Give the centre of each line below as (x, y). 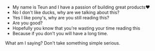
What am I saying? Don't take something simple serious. (63, 43)
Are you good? (27, 23)
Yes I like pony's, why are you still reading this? (61, 18)
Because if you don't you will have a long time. (60, 33)
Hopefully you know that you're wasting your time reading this (76, 28)
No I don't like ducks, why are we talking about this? (66, 12)
